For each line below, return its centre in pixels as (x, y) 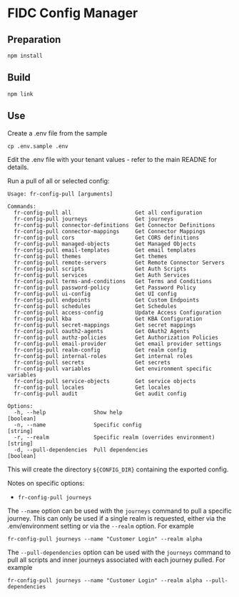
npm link (20, 94)
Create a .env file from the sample (57, 133)
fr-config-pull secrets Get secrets (92, 362)
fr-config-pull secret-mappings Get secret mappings (105, 325)
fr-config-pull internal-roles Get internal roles (103, 356)
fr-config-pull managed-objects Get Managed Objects (105, 244)
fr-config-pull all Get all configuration (108, 213)
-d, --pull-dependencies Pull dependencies (81, 450)
